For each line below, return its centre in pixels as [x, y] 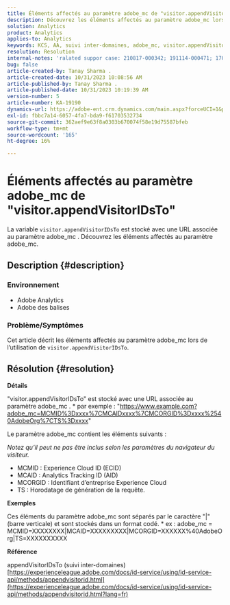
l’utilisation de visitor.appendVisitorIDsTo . [68, 347]
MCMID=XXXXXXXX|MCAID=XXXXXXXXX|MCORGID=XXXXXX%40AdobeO [115, 531]
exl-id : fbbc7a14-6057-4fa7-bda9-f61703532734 [75, 115]
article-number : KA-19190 [44, 103]
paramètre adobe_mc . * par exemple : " [64, 406]
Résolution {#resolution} [61, 369]
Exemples [22, 503]
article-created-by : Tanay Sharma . [59, 71]
